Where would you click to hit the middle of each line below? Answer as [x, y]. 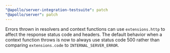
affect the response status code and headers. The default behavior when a [84, 34]
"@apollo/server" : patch [32, 15]
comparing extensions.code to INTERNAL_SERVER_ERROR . [62, 45]
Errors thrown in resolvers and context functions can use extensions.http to [85, 29]
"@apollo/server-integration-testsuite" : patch [57, 10]
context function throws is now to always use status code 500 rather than [82, 40]
